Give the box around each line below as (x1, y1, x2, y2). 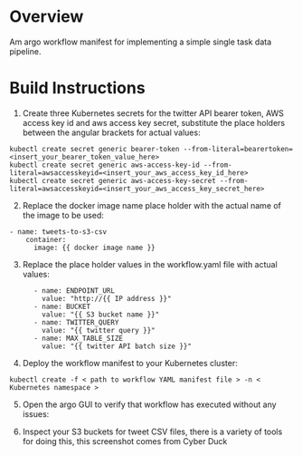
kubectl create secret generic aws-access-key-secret (9, 176, 217, 185)
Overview (9, 6, 84, 27)
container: (25, 235, 67, 244)
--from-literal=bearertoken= (183, 144, 294, 153)
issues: (22, 408, 50, 419)
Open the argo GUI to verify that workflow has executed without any (22, 399, 278, 410)
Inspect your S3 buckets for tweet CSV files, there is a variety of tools (22, 426, 283, 437)
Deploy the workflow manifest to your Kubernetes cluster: (22, 357, 238, 368)
